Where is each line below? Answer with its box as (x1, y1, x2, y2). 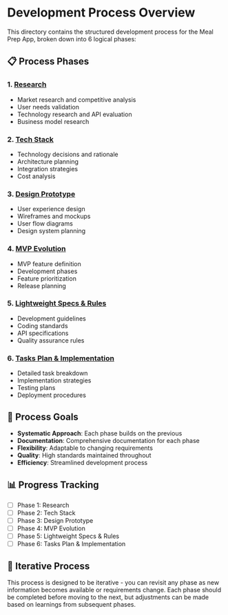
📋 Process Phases (7, 56, 90, 67)
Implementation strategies (17, 376, 92, 385)
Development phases (17, 267, 78, 275)
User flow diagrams (17, 219, 74, 228)
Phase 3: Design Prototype (17, 516, 94, 524)
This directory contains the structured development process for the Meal (7, 28, 214, 36)
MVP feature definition (17, 259, 81, 268)
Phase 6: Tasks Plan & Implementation (17, 540, 126, 548)
